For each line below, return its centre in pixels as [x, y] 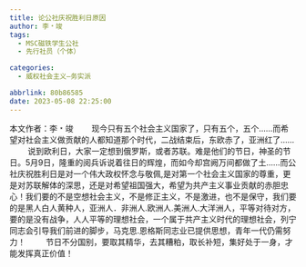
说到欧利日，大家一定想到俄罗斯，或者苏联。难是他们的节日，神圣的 [155, 151]
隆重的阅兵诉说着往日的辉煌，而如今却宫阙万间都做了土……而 [173, 162]
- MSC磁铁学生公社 [48, 43]
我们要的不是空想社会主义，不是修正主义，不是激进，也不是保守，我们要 [161, 196]
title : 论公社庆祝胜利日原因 [58, 18]
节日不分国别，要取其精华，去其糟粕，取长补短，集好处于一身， [165, 242]
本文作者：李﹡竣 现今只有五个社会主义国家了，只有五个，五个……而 [145, 128]
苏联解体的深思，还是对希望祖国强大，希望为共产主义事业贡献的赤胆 [153, 185]
